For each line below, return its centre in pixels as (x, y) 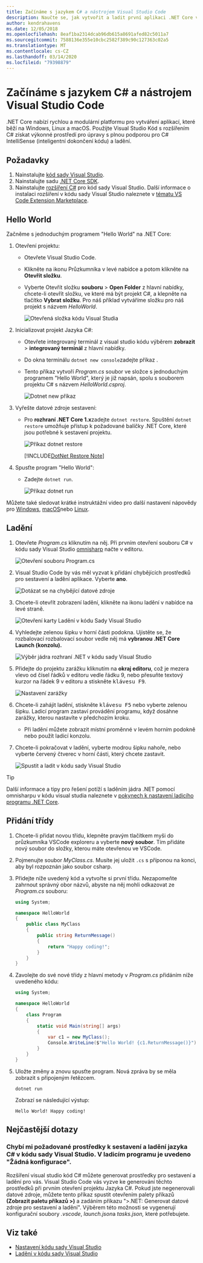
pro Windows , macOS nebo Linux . (48, 509)
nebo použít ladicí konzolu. (58, 736)
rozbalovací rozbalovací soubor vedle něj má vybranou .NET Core (97, 638)
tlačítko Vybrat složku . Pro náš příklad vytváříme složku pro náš (104, 300)
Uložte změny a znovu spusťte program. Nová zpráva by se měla (95, 1071)
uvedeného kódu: (37, 982)
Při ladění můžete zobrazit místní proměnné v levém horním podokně (110, 729)
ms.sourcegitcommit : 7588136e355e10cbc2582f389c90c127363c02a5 (88, 40)
